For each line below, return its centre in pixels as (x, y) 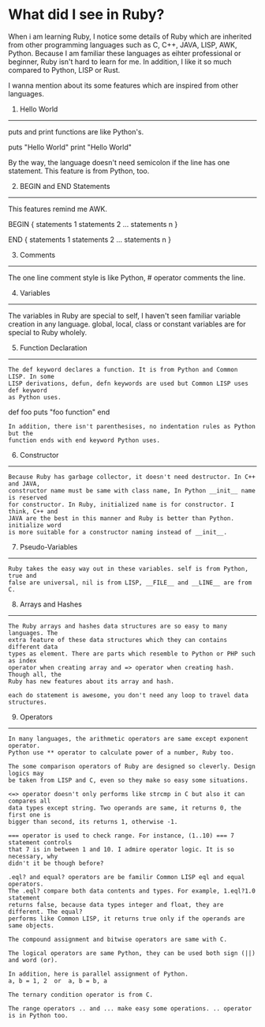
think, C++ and (33, 512)
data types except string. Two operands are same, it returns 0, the (125, 808)
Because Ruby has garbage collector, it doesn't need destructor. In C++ (132, 477)
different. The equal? (45, 912)
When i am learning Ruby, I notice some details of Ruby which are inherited (130, 36)
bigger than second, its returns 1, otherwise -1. (93, 821)
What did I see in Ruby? (86, 15)
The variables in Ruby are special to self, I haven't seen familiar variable (125, 315)
